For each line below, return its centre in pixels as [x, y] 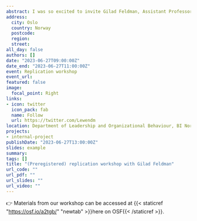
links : [14, 98]
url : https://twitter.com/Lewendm [53, 121]
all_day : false [25, 50]
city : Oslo [25, 22]
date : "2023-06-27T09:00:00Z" [43, 60]
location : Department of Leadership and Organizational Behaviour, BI [94, 126]
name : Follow [27, 115]
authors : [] [21, 55]
